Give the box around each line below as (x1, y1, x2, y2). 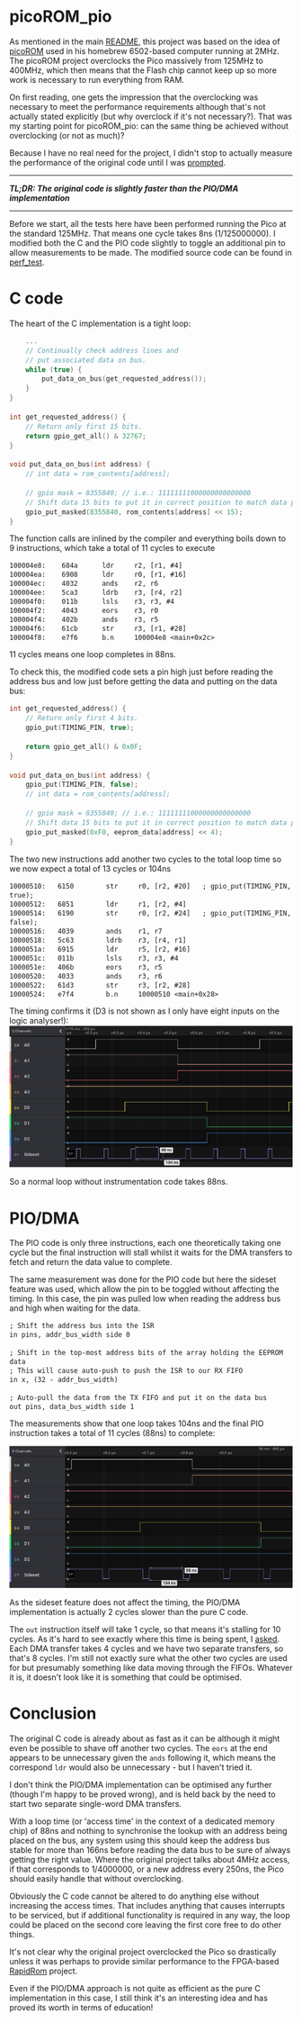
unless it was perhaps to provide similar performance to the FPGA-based (9, 1956, 280, 1967)
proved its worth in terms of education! (9, 2002, 154, 2013)
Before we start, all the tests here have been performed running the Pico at (9, 218, 287, 229)
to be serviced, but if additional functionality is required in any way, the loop (9, 1910, 290, 1921)
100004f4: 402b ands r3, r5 (9, 615, 159, 625)
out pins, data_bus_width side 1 (9, 1403, 135, 1412)
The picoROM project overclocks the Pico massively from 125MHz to (9, 55, 263, 66)
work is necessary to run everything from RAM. (9, 74, 184, 85)
